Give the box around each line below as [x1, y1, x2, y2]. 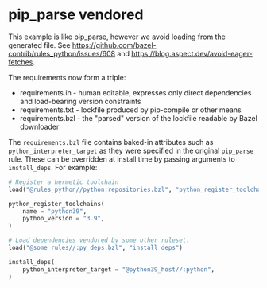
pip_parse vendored [8, 6, 145, 24]
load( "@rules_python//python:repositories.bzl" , [8, 185, 172, 193]
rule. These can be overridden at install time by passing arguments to [8, 154, 236, 164]
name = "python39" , [22, 207, 87, 216]
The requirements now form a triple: [8, 72, 126, 82]
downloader [19, 122, 60, 131]
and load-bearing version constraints [19, 96, 141, 106]
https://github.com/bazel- [72, 40, 157, 49]
